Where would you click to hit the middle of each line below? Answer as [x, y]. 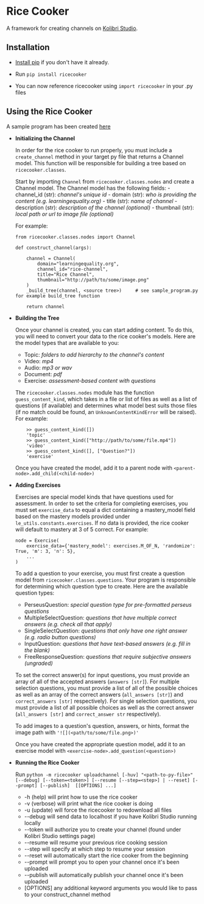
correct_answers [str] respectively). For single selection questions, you [106, 701]
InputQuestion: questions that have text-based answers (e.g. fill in [107, 643]
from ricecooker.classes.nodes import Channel [75, 237]
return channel [46, 306]
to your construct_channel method [67, 894]
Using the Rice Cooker [49, 112]
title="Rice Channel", [66, 274]
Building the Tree [37, 318]
